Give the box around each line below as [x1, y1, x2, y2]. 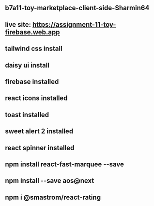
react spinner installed [5, 143, 75, 152]
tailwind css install [5, 45, 62, 53]
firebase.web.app [5, 28, 60, 36]
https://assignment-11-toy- [32, 20, 116, 29]
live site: [5, 20, 31, 29]
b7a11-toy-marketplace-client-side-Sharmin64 [5, 4, 150, 12]
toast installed [5, 110, 49, 119]
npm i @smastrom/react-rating [5, 193, 101, 201]
